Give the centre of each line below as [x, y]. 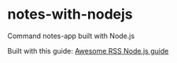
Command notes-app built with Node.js [71, 36]
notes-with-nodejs [70, 14]
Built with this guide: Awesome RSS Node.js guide [88, 51]
